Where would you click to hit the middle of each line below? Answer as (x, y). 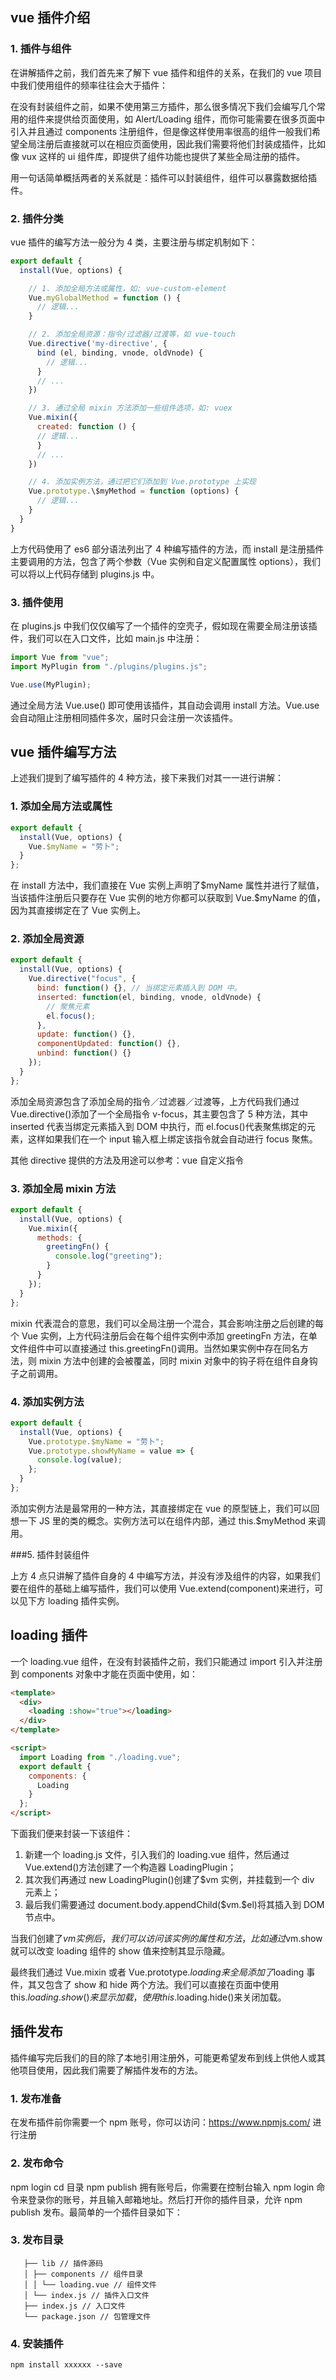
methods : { (59, 1238)
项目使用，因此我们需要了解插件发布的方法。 (110, 2070)
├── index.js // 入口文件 (74, 2306)
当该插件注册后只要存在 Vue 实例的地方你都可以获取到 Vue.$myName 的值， (168, 898)
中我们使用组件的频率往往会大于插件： (89, 85)
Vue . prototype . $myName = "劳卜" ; (96, 1441)
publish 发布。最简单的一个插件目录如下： (96, 2212)
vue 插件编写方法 (63, 752)
